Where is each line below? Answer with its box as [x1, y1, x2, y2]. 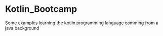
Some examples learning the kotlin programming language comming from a [5, 20, 159, 26]
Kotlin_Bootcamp [5, 3, 78, 15]
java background [5, 25, 40, 31]
